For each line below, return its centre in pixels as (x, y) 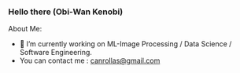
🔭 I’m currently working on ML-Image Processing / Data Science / (126, 44)
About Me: (25, 29)
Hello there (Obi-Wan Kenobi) (66, 12)
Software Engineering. (56, 53)
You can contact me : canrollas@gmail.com (90, 60)
